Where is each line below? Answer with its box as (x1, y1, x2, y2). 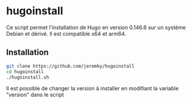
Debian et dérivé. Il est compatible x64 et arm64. (6, 30, 126, 37)
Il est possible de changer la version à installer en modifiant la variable (6, 85, 179, 92)
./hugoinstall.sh (6, 74, 49, 80)
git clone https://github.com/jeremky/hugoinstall (6, 63, 135, 69)
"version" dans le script (6, 91, 64, 99)
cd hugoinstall (6, 68, 44, 75)
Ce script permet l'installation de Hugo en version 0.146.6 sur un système (6, 24, 186, 31)
